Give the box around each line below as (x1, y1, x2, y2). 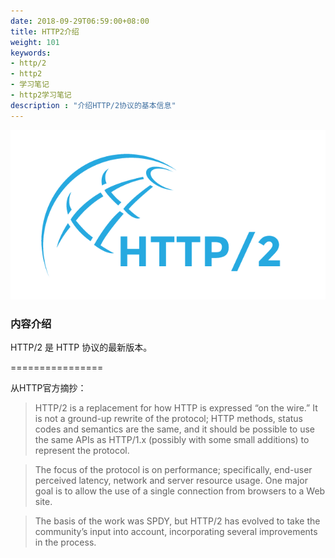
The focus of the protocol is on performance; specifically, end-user (34, 464, 313, 476)
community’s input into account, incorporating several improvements (34, 526, 318, 538)
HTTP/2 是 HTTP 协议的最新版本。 (10, 341, 153, 354)
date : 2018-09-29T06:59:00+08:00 (10, 16, 150, 26)
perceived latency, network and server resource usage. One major (34, 475, 308, 487)
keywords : (10, 48, 52, 58)
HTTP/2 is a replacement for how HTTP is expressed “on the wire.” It (34, 402, 318, 414)
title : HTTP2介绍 (10, 26, 80, 37)
